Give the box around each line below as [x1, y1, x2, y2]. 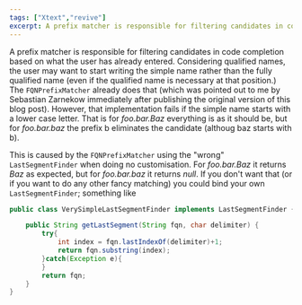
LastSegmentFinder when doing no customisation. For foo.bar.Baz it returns [9, 159, 287, 170]
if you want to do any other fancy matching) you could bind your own [9, 178, 265, 188]
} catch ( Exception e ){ [41, 254, 123, 263]
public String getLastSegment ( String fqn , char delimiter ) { [25, 221, 259, 230]
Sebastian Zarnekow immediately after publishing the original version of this [9, 93, 291, 104]
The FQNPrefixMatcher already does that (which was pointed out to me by [9, 84, 280, 95]
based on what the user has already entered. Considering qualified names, [9, 56, 286, 66]
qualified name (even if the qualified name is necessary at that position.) [9, 74, 277, 85]
